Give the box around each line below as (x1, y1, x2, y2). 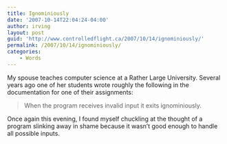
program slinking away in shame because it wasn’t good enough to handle (7, 121, 218, 130)
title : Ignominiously (7, 10, 69, 17)
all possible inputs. (7, 129, 61, 137)
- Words (19, 55, 41, 62)
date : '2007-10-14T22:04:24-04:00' (7, 16, 109, 23)
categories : (7, 49, 41, 56)
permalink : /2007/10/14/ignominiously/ (7, 42, 122, 49)
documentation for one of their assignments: (7, 88, 133, 96)
